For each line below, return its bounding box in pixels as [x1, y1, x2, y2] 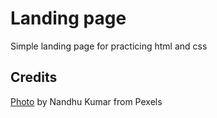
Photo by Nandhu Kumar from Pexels [10, 95, 163, 107]
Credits [10, 69, 58, 86]
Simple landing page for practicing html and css [10, 40, 208, 52]
